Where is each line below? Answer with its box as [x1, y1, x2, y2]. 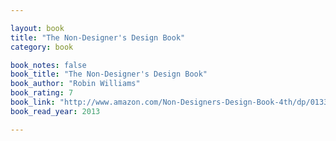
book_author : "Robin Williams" [10, 79, 141, 89]
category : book [10, 42, 74, 52]
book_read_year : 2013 [10, 106, 101, 116]
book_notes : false [10, 60, 87, 70]
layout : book [10, 23, 65, 33]
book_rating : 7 [10, 88, 74, 98]
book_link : [10, 97, 56, 107]
